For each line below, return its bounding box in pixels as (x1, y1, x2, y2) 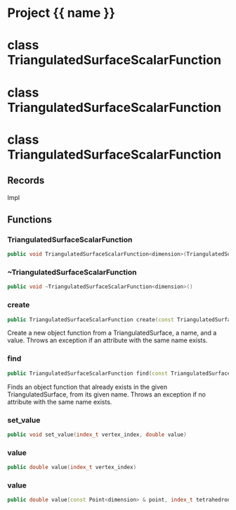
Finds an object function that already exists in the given (7, 382, 167, 391)
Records (7, 175, 45, 187)
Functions (7, 213, 53, 225)
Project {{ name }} (7, 5, 116, 21)
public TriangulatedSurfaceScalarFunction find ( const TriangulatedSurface (7, 370, 231, 377)
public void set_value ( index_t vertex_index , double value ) (7, 431, 188, 438)
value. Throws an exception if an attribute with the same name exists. (7, 336, 208, 344)
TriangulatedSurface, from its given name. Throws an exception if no (7, 390, 206, 399)
